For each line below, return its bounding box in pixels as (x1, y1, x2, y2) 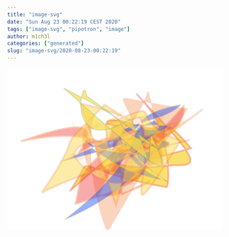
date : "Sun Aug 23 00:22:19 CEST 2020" (7, 18, 121, 25)
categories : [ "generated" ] (7, 40, 84, 47)
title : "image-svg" (7, 11, 63, 18)
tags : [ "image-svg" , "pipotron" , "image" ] (7, 25, 130, 32)
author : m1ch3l (7, 33, 51, 40)
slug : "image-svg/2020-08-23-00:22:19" (7, 47, 121, 54)
